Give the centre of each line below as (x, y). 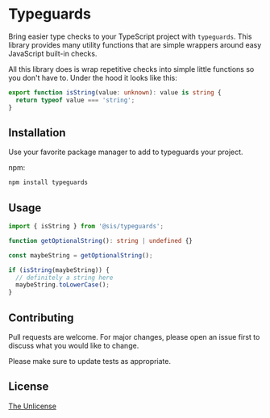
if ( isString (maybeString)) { (59, 270)
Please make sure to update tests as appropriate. (90, 361)
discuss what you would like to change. (74, 345)
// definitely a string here (64, 278)
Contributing (41, 318)
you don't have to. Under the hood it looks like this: (93, 77)
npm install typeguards (48, 182)
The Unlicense (32, 406)
